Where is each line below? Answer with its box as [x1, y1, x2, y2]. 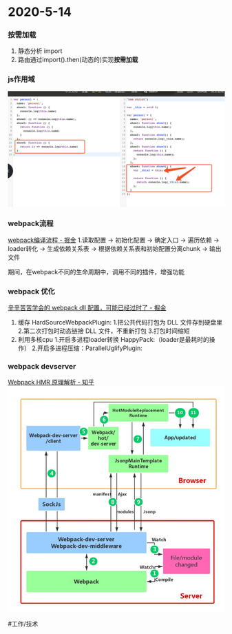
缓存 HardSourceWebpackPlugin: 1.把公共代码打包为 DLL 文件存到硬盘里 [17, 318, 223, 327]
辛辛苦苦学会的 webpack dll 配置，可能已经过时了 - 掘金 [8, 304, 167, 312]
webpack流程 [8, 218, 54, 228]
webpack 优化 [8, 287, 56, 296]
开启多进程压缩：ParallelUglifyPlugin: [37, 344, 143, 352]
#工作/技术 [8, 620, 39, 628]
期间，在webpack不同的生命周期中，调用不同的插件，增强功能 [8, 267, 185, 276]
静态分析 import [17, 47, 63, 55]
